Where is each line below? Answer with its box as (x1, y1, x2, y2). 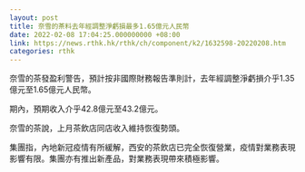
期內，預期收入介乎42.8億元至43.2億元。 (9, 103, 163, 114)
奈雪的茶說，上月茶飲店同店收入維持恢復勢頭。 (9, 123, 184, 134)
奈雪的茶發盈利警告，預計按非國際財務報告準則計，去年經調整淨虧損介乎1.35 (9, 73, 295, 84)
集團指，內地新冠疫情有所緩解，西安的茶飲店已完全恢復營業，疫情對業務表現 (9, 142, 296, 153)
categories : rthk (9, 47, 75, 56)
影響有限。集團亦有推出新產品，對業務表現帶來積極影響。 (9, 153, 224, 164)
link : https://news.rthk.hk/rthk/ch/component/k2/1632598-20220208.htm (9, 38, 286, 48)
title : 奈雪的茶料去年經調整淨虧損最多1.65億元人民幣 (9, 22, 190, 31)
